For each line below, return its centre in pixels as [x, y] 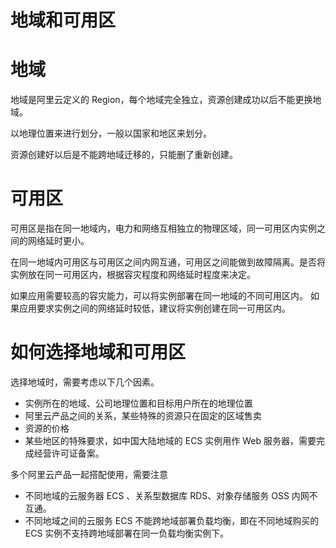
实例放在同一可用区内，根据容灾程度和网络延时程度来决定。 [133, 275]
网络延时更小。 [58, 241]
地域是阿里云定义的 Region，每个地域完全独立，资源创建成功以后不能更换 [161, 100]
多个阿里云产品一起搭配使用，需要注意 [89, 474]
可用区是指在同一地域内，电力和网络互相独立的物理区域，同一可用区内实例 [163, 228]
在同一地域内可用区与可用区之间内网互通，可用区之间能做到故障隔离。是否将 [168, 262]
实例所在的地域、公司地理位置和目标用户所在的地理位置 [138, 403]
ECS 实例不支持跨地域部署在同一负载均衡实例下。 [127, 533]
